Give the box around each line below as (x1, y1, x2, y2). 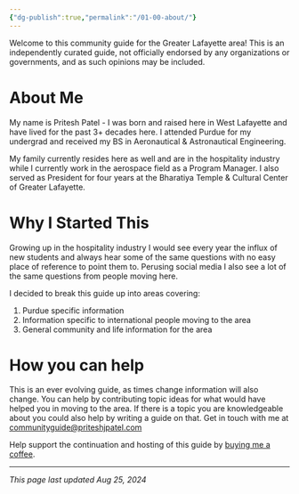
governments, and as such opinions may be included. (9, 56, 206, 67)
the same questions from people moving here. (9, 271, 179, 281)
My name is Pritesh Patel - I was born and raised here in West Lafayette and (9, 117, 287, 127)
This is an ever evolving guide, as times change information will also (9, 385, 259, 395)
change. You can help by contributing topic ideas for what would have (9, 393, 266, 405)
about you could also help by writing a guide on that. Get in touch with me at (9, 413, 289, 424)
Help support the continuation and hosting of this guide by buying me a (9, 440, 271, 450)
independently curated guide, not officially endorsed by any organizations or (9, 46, 290, 58)
